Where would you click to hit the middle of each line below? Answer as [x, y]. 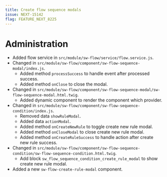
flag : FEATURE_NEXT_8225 [31, 19]
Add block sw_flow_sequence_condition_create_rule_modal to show [89, 158]
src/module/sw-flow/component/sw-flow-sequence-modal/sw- [99, 90]
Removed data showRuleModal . [50, 116]
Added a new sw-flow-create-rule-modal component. [68, 169]
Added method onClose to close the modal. [64, 84]
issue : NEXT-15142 [24, 14]
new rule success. [38, 142]
